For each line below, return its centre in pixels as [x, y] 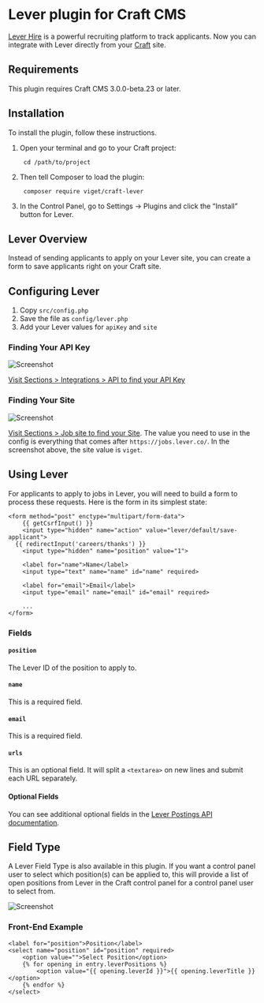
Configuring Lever [54, 291]
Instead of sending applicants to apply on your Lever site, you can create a [129, 258]
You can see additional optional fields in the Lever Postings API [110, 814]
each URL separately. [43, 778]
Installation [36, 113]
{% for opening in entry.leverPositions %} [95, 964]
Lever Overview [48, 239]
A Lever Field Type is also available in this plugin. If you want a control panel [132, 866]
